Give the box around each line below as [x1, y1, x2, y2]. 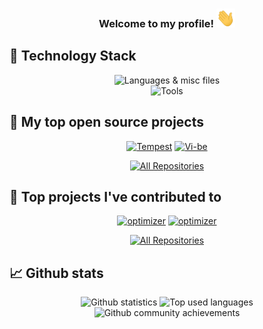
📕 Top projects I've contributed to [9, 188, 222, 205]
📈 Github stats [9, 264, 104, 282]
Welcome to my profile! [98, 16, 215, 30]
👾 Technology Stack [9, 48, 137, 65]
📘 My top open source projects [9, 114, 205, 131]
